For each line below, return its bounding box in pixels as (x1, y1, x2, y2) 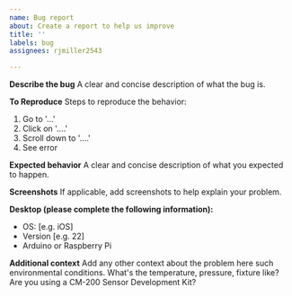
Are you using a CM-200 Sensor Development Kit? (9, 277, 197, 288)
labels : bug (9, 38, 54, 48)
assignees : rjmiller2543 (9, 47, 102, 56)
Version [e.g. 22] (22, 231, 85, 242)
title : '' (9, 30, 47, 39)
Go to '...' (22, 114, 56, 125)
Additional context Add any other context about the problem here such (9, 257, 274, 269)
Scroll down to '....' (22, 133, 92, 144)
